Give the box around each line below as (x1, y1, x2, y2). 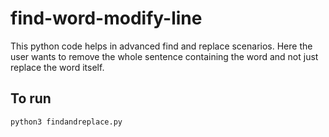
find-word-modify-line (10, 7, 203, 30)
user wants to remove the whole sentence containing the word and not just (10, 50, 319, 62)
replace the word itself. (10, 61, 105, 73)
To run (10, 90, 52, 107)
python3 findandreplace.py (10, 117, 123, 127)
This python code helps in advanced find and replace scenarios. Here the (10, 40, 313, 52)
